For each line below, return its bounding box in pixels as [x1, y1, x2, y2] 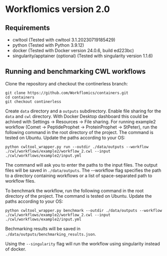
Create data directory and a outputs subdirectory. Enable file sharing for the [5, 108, 161, 114]
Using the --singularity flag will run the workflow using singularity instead [5, 240, 160, 246]
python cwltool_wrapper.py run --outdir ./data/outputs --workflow [5, 144, 149, 149]
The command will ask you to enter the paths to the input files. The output [5, 162, 157, 168]
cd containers [5, 94, 35, 100]
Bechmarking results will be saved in [5, 225, 81, 231]
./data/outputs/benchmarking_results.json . [5, 231, 96, 237]
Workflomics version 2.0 [5, 4, 110, 15]
